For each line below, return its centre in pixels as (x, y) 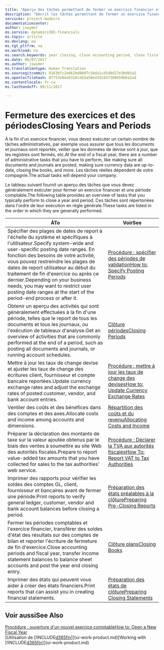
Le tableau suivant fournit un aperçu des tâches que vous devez (70, 185)
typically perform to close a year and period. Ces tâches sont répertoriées (80, 200)
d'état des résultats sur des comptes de (53, 535)
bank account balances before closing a (53, 509)
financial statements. (31, 598)
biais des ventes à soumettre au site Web (54, 446)
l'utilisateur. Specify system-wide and (51, 243)
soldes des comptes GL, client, (43, 484)
